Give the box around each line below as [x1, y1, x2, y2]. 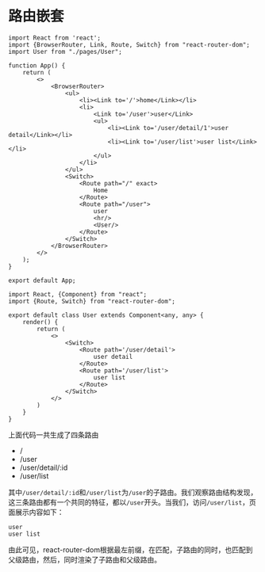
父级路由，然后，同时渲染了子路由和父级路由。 [8, 555, 161, 564]
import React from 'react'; [8, 33, 102, 42]
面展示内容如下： [8, 507, 64, 517]
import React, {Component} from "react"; [8, 290, 148, 298]
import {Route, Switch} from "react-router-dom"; [8, 297, 176, 305]
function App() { [8, 61, 66, 70]
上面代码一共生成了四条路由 [8, 429, 99, 440]
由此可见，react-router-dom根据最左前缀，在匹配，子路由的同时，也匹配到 [8, 544, 253, 555]
